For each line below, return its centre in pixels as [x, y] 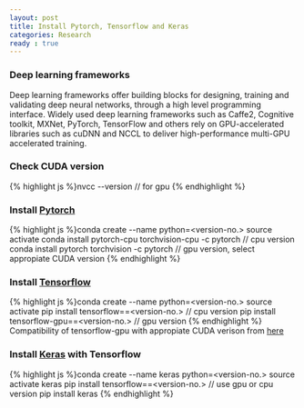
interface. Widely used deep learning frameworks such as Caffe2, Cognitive [152, 114]
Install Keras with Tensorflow [75, 354]
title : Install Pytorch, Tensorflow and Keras [99, 26]
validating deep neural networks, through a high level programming [136, 104]
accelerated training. [48, 143]
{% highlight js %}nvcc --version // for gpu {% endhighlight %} [127, 186]
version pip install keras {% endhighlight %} [92, 393]
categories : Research [51, 35]
